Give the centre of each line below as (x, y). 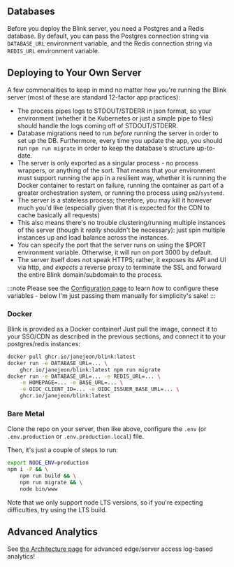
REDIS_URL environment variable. (53, 50)
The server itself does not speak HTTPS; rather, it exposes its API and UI (122, 259)
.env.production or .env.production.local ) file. (76, 437)
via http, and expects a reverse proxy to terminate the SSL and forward (119, 267)
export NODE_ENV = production (48, 463)
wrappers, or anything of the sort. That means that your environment (116, 170)
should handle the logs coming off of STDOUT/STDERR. (97, 125)
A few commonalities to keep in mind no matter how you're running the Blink (117, 90)
